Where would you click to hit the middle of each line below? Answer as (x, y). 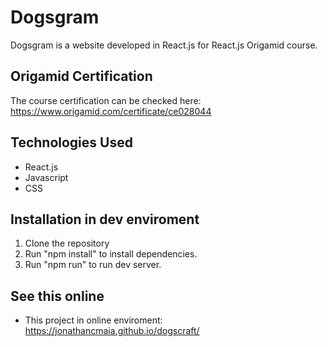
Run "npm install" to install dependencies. (111, 254)
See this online (57, 296)
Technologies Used (71, 142)
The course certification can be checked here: (106, 100)
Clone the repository (67, 243)
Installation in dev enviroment (105, 219)
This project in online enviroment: (93, 320)
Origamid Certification (81, 76)
